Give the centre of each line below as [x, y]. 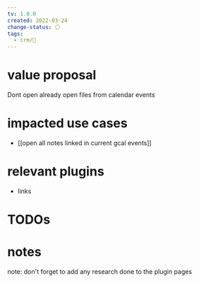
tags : [15, 34]
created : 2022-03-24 [38, 21]
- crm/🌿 [25, 40]
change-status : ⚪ [34, 27]
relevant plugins [56, 172]
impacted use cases [68, 123]
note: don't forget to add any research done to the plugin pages [100, 272]
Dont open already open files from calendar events [81, 95]
